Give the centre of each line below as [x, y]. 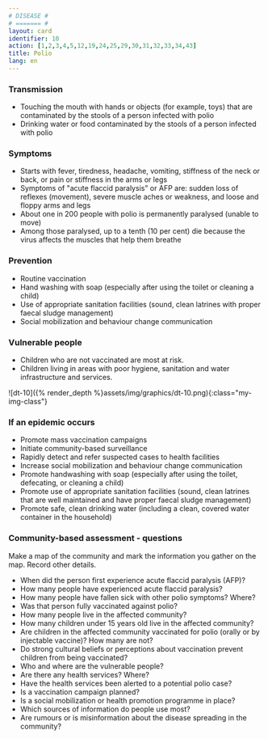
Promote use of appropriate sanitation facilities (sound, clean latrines [135, 492]
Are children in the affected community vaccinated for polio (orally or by [140, 631]
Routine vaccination [53, 278]
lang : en [23, 61]
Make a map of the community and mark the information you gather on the [132, 555]
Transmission [36, 89]
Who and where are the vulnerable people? [92, 666]
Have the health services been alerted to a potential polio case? [126, 683]
